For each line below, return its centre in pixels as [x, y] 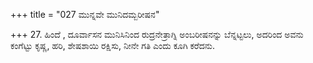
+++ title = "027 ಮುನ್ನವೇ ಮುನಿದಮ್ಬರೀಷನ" [85, 14]
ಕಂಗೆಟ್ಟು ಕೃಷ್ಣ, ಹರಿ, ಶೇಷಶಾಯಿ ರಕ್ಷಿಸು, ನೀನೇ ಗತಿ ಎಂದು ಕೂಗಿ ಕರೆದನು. [113, 45]
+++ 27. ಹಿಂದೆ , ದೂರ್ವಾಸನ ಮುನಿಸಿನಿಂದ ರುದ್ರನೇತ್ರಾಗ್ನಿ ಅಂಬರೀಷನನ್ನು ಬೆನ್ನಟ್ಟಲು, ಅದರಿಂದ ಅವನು [157, 34]
